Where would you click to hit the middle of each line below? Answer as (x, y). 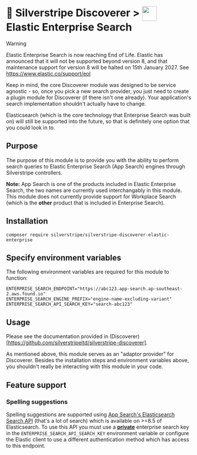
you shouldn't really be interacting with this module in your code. (85, 366)
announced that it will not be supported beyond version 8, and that (87, 61)
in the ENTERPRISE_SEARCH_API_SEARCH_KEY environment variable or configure (98, 433)
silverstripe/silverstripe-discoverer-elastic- (110, 235)
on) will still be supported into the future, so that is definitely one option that (98, 121)
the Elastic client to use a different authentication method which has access (98, 439)
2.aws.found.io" (26, 294)
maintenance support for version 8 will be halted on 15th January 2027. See (98, 67)
